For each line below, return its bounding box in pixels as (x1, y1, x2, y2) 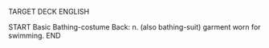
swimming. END (8, 31, 62, 40)
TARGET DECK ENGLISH (8, 7, 90, 16)
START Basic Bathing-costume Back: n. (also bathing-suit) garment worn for (8, 22, 261, 31)
